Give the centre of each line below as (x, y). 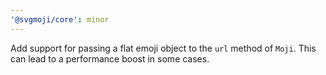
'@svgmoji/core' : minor (60, 19)
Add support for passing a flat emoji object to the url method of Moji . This (163, 48)
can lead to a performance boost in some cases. (110, 58)
